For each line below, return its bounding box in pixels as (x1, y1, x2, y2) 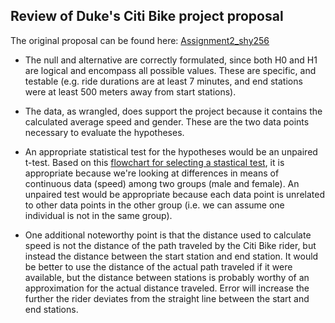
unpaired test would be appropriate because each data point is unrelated (24, 188, 325, 200)
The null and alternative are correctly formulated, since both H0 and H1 (24, 54, 318, 66)
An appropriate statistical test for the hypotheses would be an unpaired (24, 145, 318, 158)
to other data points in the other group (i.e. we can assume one (24, 199, 285, 211)
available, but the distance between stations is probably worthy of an (24, 271, 310, 283)
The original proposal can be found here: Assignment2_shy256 (10, 34, 270, 46)
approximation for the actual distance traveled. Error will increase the (24, 282, 310, 294)
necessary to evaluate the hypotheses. (24, 126, 185, 138)
